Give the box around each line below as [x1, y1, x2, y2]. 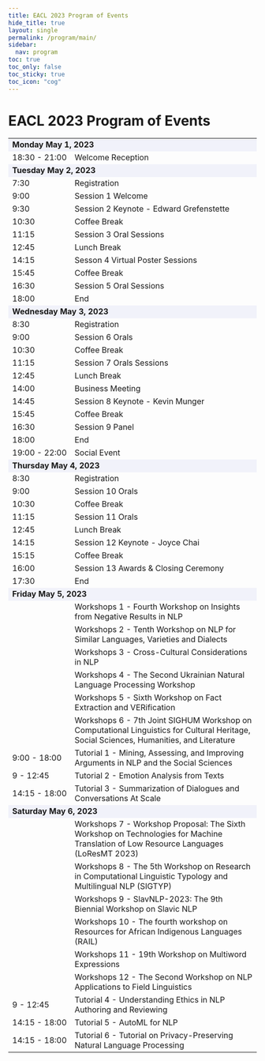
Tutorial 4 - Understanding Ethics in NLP [74, 995, 226, 1006]
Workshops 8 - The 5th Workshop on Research [74, 861, 251, 872]
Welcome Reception [74, 152, 149, 163]
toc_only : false [8, 63, 62, 71]
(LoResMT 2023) [74, 848, 140, 860]
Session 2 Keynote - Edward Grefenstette [74, 203, 230, 214]
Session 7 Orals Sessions [74, 357, 169, 368]
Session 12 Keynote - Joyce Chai [74, 537, 200, 548]
